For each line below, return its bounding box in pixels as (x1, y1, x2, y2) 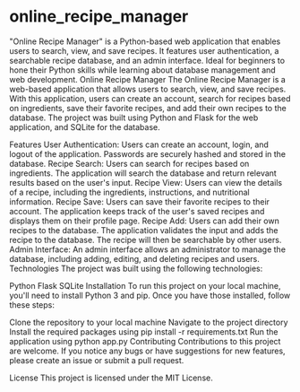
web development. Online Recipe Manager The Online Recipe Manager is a (9, 74, 287, 84)
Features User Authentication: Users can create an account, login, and (9, 139, 269, 150)
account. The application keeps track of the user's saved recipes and (9, 205, 265, 216)
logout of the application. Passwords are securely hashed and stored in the (9, 148, 287, 159)
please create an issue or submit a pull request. (9, 354, 184, 365)
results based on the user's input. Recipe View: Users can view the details (9, 177, 283, 187)
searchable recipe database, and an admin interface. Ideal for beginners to (9, 55, 285, 65)
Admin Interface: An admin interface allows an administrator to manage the (9, 244, 287, 255)
